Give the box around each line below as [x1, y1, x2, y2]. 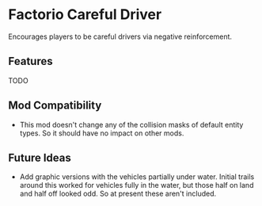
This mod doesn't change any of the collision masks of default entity [19, 120, 244, 129]
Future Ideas [8, 151, 71, 164]
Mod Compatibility [8, 99, 102, 113]
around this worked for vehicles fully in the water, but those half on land [19, 181, 254, 190]
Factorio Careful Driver [8, 6, 162, 24]
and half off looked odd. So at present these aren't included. [19, 189, 217, 199]
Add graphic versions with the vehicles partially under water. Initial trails [19, 172, 255, 181]
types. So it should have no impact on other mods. [19, 128, 184, 138]
